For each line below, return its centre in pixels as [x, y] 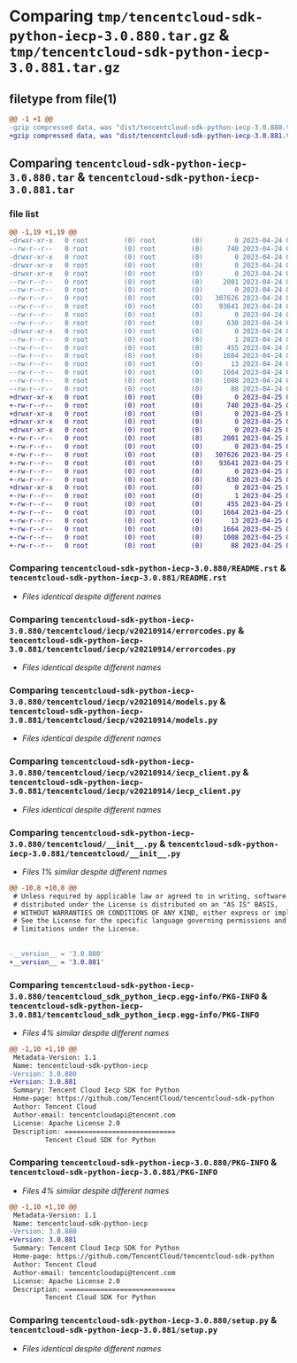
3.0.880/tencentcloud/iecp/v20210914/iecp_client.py [125, 773]
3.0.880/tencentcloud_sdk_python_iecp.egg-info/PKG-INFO [134, 996]
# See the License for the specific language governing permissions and [150, 921]
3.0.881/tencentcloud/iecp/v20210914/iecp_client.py [125, 791]
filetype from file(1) [63, 99]
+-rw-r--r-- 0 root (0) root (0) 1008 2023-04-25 [146, 537]
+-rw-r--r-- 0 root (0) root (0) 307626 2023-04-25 [146, 455]
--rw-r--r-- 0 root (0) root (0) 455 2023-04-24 [146, 347]
